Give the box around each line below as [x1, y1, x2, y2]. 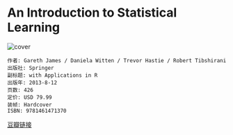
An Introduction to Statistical [7, 5, 177, 21]
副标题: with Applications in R [7, 71, 98, 79]
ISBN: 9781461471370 [7, 107, 67, 114]
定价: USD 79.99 [7, 93, 52, 101]
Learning [7, 19, 61, 35]
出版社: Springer [7, 64, 54, 71]
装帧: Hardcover [7, 101, 52, 108]
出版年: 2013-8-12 [7, 79, 58, 86]
